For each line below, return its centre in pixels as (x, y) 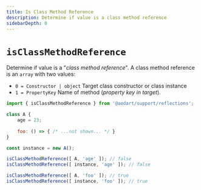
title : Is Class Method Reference (50, 12)
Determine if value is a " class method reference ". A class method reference (101, 68)
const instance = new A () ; (40, 148)
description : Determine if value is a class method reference (87, 18)
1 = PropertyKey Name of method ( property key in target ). (88, 92)
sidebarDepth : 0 (27, 23)
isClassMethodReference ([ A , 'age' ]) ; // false (69, 159)
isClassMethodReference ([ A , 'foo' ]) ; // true (68, 176)
